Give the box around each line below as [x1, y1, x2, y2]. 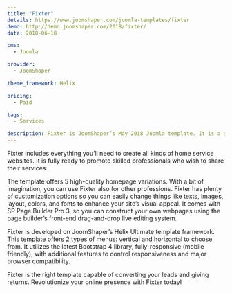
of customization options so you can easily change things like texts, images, [7, 192, 224, 200]
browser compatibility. [7, 257, 71, 265]
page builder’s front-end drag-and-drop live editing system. [7, 214, 177, 222]
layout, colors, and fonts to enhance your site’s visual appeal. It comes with [7, 199, 221, 208]
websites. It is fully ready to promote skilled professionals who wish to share [7, 157, 224, 165]
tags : [7, 112, 23, 118]
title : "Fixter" [7, 10, 54, 17]
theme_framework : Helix [7, 80, 76, 87]
